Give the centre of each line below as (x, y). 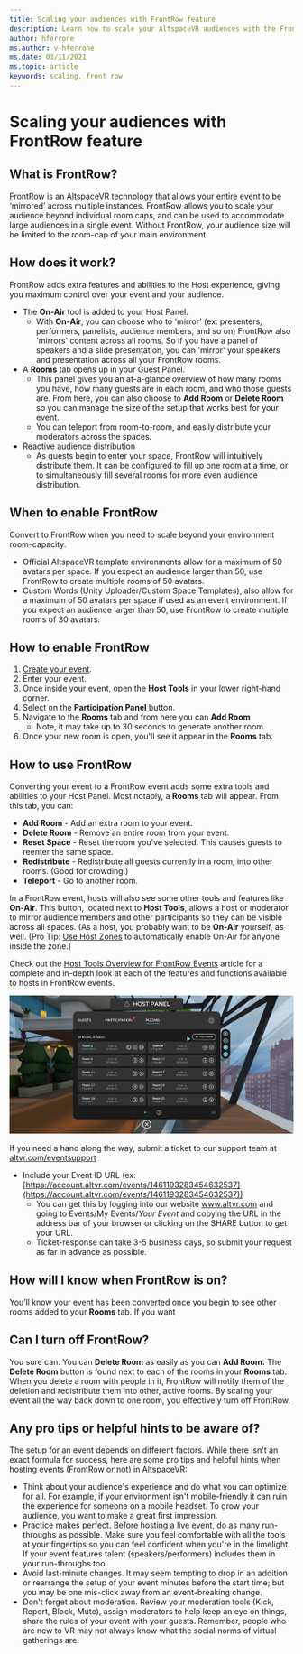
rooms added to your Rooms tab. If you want (92, 1311)
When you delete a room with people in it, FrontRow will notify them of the (147, 1380)
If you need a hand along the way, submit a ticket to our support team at (143, 1148)
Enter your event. (55, 679)
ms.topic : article (44, 67)
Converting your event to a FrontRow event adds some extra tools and (139, 786)
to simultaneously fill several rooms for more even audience (147, 475)
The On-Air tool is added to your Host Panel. (106, 311)
